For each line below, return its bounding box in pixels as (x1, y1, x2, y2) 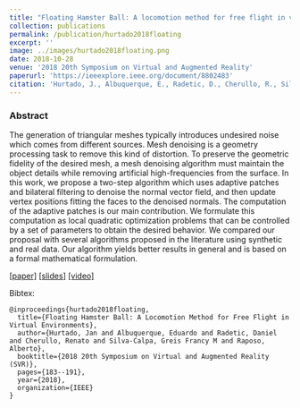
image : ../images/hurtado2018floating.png (9, 47, 170, 55)
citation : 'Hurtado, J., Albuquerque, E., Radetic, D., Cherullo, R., (9, 80, 278, 89)
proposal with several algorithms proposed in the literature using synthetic (9, 234, 283, 244)
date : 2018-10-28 (9, 55, 74, 64)
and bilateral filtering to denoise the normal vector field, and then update (9, 186, 277, 197)
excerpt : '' (9, 38, 54, 47)
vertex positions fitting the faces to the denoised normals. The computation (9, 196, 287, 207)
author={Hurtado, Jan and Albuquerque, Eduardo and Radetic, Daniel (17, 328, 278, 337)
